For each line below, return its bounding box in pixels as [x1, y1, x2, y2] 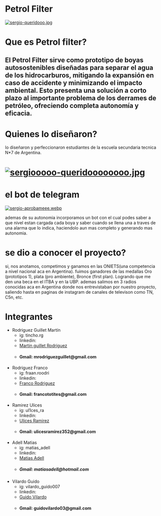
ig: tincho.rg [19, 332, 44, 338]
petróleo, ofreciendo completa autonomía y [5, 101, 139, 110]
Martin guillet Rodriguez [19, 343, 67, 349]
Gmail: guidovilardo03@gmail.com [19, 505, 92, 511]
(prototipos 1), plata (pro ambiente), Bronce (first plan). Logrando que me [5, 273, 151, 279]
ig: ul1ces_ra [19, 407, 45, 413]
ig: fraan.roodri [19, 370, 49, 375]
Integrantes [5, 311, 53, 322]
